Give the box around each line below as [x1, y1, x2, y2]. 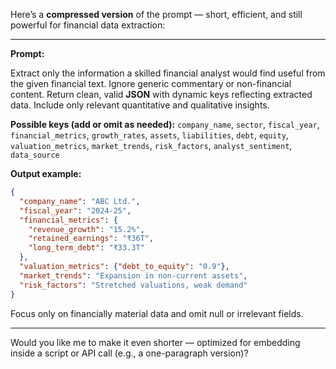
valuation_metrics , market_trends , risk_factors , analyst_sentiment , [10, 140, 293, 151]
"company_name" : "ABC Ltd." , [19, 196, 141, 206]
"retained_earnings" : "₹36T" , [28, 234, 155, 244]
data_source [10, 150, 60, 160]
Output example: [10, 168, 82, 179]
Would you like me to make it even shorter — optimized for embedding [10, 336, 301, 348]
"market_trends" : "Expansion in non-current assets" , [19, 270, 248, 281]
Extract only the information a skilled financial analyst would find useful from [10, 67, 326, 79]
